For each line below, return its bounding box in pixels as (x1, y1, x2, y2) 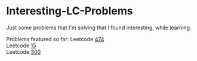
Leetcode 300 (6, 48, 41, 55)
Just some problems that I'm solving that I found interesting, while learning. (6, 24, 192, 31)
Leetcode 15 (6, 42, 36, 49)
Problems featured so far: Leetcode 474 (6, 35, 104, 42)
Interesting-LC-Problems (6, 4, 133, 18)
